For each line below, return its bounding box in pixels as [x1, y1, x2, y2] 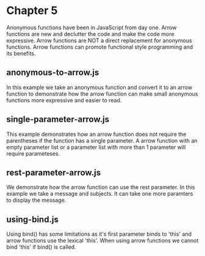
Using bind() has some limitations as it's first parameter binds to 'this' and [6, 230, 192, 238]
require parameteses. [6, 150, 60, 157]
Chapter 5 [6, 4, 58, 18]
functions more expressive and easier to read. [6, 96, 122, 104]
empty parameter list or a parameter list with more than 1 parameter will [6, 143, 186, 151]
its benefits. [6, 49, 36, 57]
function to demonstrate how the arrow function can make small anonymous [6, 90, 198, 98]
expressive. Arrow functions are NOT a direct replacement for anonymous [6, 37, 192, 44]
